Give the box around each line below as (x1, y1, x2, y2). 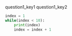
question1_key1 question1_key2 (5, 4, 68, 10)
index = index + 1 (14, 27, 51, 32)
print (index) (14, 22, 41, 27)
